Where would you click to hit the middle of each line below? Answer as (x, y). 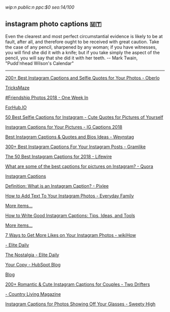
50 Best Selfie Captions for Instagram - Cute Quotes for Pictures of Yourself (84, 117)
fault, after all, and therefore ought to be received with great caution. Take (82, 42)
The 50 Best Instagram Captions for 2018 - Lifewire (59, 156)
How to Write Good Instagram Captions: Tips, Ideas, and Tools (70, 215)
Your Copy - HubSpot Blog (33, 264)
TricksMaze (17, 88)
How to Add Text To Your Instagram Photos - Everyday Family (70, 196)
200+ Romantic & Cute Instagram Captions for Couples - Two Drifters (78, 284)
